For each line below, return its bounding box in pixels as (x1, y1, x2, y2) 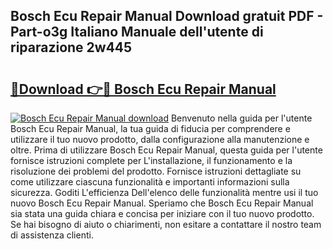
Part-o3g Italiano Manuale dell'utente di (10, 24, 264, 41)
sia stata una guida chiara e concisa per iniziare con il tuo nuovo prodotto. (10, 208, 315, 219)
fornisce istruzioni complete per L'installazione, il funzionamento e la (10, 155, 293, 166)
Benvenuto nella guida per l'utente (170, 112, 313, 124)
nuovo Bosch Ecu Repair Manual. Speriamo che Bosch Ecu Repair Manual (10, 197, 314, 209)
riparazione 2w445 (10, 39, 133, 56)
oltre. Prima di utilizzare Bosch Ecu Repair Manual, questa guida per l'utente (10, 144, 323, 156)
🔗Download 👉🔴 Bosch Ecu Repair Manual (10, 80, 277, 98)
